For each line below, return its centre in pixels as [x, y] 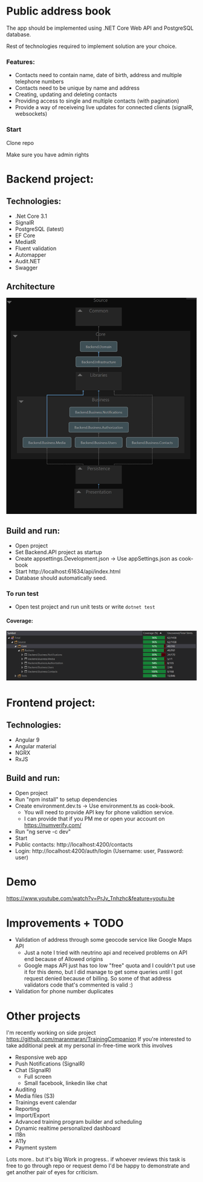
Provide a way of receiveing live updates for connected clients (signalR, [104, 107]
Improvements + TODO [65, 923]
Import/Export [32, 1115]
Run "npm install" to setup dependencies [66, 799]
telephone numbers [39, 82]
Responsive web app [41, 1058]
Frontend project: [51, 703]
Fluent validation [36, 248]
